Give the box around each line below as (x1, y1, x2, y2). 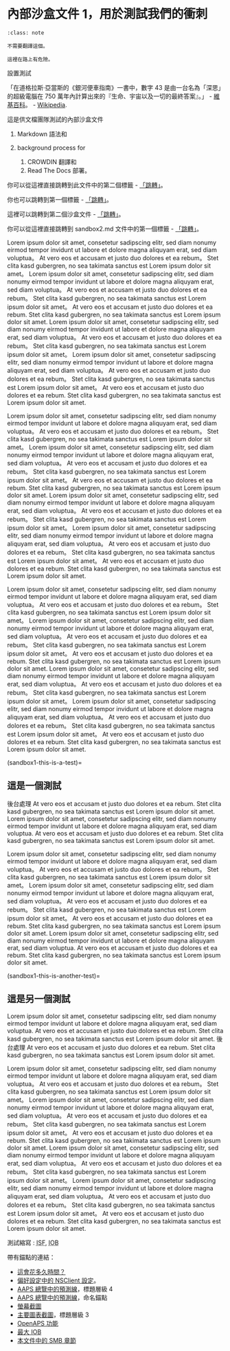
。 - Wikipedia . (25, 100, 67, 108)
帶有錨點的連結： (7, 1253, 56, 1261)
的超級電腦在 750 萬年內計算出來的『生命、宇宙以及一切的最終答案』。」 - (7, 92, 213, 100)
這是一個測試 (7, 780, 62, 792)
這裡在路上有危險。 (7, 56, 54, 62)
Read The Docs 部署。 (27, 166, 91, 174)
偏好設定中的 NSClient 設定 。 (16, 1276, 100, 1284)
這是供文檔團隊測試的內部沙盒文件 (7, 115, 104, 124)
